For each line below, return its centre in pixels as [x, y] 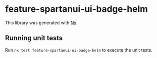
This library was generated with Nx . [41, 23]
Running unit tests [34, 38]
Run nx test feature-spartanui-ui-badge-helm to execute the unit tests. [79, 50]
